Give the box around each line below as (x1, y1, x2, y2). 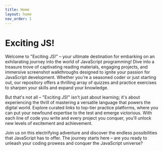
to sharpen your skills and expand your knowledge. (5, 85, 109, 91)
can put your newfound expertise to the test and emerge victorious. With (5, 110, 152, 116)
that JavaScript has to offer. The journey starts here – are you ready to (5, 135, 147, 141)
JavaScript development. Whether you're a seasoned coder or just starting (5, 75, 156, 80)
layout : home (5, 12, 32, 17)
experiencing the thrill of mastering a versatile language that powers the (5, 100, 151, 105)
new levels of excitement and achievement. (5, 121, 93, 126)
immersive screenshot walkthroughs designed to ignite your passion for (5, 69, 150, 75)
